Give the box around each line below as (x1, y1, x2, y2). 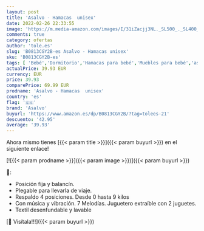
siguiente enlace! (6, 145, 49, 153)
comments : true (6, 32, 45, 38)
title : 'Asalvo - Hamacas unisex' (6, 15, 97, 21)
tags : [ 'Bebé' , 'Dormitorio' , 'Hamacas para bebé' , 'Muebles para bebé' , (6, 60, 191, 66)
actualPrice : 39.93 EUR (6, 65, 67, 72)
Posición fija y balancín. (15, 181, 75, 188)
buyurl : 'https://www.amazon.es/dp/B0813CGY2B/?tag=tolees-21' (6, 111, 170, 117)
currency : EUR (6, 71, 42, 77)
